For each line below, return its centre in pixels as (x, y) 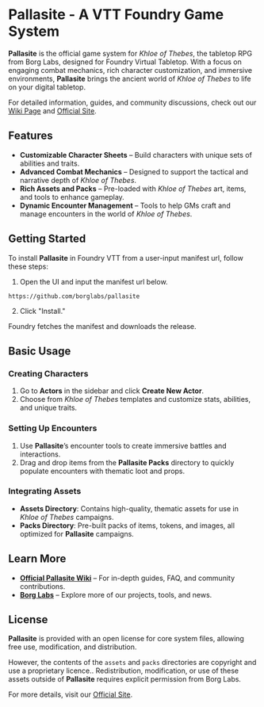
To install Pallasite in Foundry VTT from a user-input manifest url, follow (126, 258)
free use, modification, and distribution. (73, 647)
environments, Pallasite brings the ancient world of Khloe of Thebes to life (130, 78)
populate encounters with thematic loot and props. (102, 471)
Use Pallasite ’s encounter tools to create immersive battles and (123, 445)
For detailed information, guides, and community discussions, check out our (132, 102)
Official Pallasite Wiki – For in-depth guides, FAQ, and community (127, 578)
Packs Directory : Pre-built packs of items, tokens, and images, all (127, 525)
